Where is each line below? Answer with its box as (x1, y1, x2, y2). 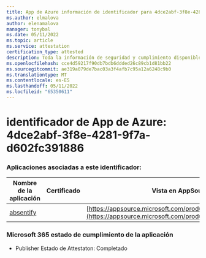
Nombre (13, 179, 37, 188)
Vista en (151, 186, 177, 195)
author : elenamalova (6, 20, 59, 26)
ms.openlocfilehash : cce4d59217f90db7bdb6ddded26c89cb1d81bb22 (6, 60, 172, 66)
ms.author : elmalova (6, 15, 59, 21)
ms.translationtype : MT (6, 72, 67, 78)
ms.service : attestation (6, 44, 70, 50)
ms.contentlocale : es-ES (6, 77, 70, 83)
